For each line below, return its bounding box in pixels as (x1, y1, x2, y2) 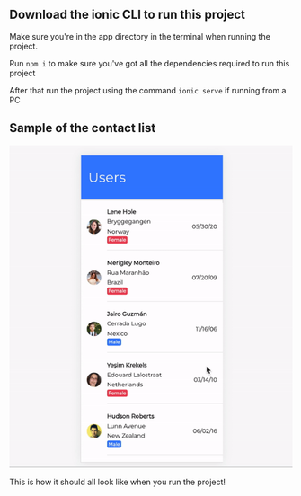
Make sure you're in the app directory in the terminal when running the (9, 31, 271, 41)
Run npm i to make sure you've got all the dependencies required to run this (9, 58, 290, 68)
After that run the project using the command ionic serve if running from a (9, 84, 287, 95)
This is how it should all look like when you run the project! (9, 476, 226, 488)
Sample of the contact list (9, 120, 156, 136)
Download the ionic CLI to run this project (9, 7, 245, 22)
